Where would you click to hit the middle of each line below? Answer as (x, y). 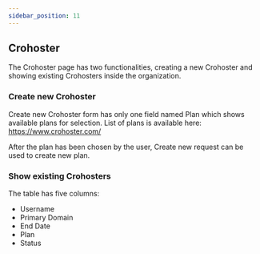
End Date (35, 226)
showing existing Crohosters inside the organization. (95, 76)
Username (37, 209)
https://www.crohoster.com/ (55, 131)
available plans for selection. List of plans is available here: (105, 123)
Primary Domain (46, 218)
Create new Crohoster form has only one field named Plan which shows (127, 114)
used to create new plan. (49, 155)
